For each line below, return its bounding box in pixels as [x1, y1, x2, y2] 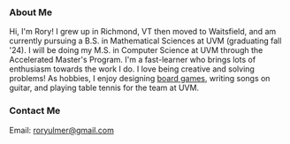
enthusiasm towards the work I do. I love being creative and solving [9, 64, 255, 74]
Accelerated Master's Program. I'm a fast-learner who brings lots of [9, 55, 256, 65]
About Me [9, 6, 53, 19]
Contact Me [9, 104, 61, 117]
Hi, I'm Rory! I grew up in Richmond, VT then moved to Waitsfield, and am [9, 27, 277, 37]
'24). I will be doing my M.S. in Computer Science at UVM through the [9, 45, 263, 56]
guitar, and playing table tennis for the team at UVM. [9, 82, 200, 94]
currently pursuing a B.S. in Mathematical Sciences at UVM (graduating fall [9, 35, 282, 46]
